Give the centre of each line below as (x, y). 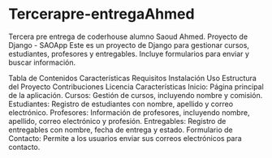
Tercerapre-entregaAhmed (101, 14)
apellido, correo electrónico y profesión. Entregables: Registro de (117, 121)
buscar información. (42, 62)
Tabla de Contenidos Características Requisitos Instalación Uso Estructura (133, 78)
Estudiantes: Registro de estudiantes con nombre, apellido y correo (121, 104)
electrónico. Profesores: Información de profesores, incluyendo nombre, (129, 112)
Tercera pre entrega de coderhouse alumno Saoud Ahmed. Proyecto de (128, 36)
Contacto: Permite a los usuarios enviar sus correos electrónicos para (125, 138)
